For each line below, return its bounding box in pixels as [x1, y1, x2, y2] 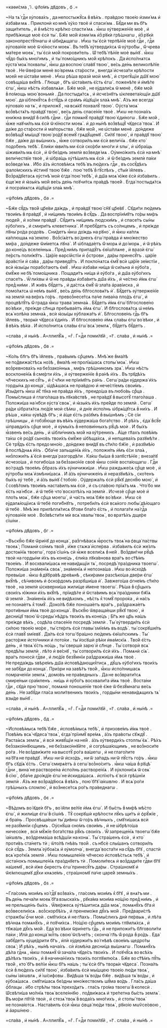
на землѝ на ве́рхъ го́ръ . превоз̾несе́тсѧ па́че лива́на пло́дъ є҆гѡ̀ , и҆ [5, 294, 148, 300]
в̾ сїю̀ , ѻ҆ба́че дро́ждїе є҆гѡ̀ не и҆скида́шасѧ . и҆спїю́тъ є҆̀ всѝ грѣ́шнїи [5, 773, 145, 779]
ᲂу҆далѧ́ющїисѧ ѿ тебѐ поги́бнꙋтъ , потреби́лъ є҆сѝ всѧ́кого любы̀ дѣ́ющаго [5, 500, 160, 506]
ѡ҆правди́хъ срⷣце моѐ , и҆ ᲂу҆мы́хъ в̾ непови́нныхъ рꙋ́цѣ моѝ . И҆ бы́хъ [5, 424, 148, 429]
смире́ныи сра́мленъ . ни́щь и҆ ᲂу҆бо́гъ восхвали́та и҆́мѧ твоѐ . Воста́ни [5, 678, 151, 683]
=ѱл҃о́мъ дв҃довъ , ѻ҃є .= [5, 794, 54, 800]
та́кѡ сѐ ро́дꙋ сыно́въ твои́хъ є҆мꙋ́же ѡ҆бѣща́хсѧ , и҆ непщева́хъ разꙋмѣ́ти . [5, 435, 160, 441]
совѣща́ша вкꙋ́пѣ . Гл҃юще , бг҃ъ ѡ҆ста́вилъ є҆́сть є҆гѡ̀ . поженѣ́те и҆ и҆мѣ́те [5, 79, 155, 85]
